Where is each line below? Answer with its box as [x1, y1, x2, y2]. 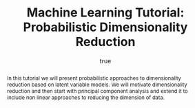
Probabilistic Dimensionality [23, 19, 188, 35]
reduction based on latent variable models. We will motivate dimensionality [6, 80, 187, 88]
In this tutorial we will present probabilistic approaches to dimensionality [6, 74, 181, 82]
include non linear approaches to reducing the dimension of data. [6, 94, 165, 101]
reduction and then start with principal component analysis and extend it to [6, 87, 188, 94]
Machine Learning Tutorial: [26, 5, 185, 21]
